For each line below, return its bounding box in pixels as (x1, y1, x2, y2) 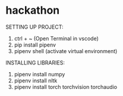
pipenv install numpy (14, 70, 65, 78)
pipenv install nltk (14, 77, 58, 84)
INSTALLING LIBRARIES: (5, 59, 65, 66)
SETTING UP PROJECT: (5, 23, 64, 30)
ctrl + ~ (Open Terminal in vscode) (14, 35, 99, 42)
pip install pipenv (14, 41, 56, 48)
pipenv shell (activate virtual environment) (14, 47, 118, 54)
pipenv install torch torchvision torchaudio (14, 83, 117, 90)
